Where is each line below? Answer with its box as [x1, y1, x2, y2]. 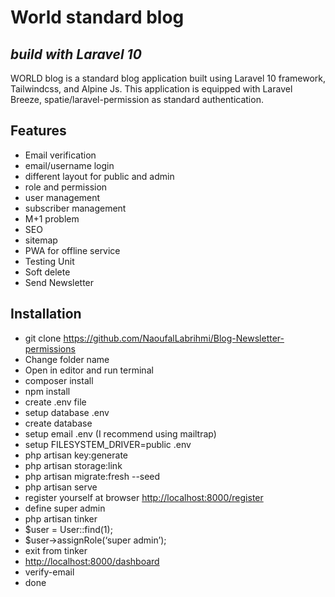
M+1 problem [24, 212, 80, 225]
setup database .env [24, 406, 110, 418]
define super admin [24, 502, 106, 514]
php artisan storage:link [24, 459, 123, 471]
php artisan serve [24, 481, 98, 493]
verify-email [24, 566, 75, 578]
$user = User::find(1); [24, 523, 113, 535]
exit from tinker [24, 544, 88, 556]
